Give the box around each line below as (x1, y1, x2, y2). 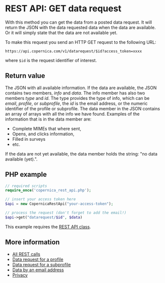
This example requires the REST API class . (5, 223, 91, 229)
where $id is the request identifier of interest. (5, 57, 97, 63)
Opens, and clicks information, (12, 131, 75, 137)
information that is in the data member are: (5, 116, 92, 122)
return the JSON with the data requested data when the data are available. (5, 24, 156, 30)
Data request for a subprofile (12, 261, 71, 267)
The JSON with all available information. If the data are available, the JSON (5, 85, 157, 91)
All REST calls (12, 251, 40, 257)
